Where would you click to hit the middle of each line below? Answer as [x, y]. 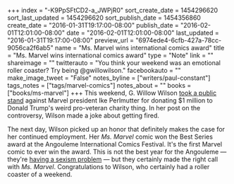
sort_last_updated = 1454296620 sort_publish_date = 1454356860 [104, 18]
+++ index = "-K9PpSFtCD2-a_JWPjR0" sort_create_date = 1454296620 [113, 10]
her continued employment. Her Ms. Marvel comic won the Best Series [110, 137]
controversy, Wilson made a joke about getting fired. [84, 115]
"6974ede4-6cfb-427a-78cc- [179, 40]
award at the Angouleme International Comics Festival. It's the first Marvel [115, 144]
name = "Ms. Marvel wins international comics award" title [140, 48]
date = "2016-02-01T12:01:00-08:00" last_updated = [143, 33]
